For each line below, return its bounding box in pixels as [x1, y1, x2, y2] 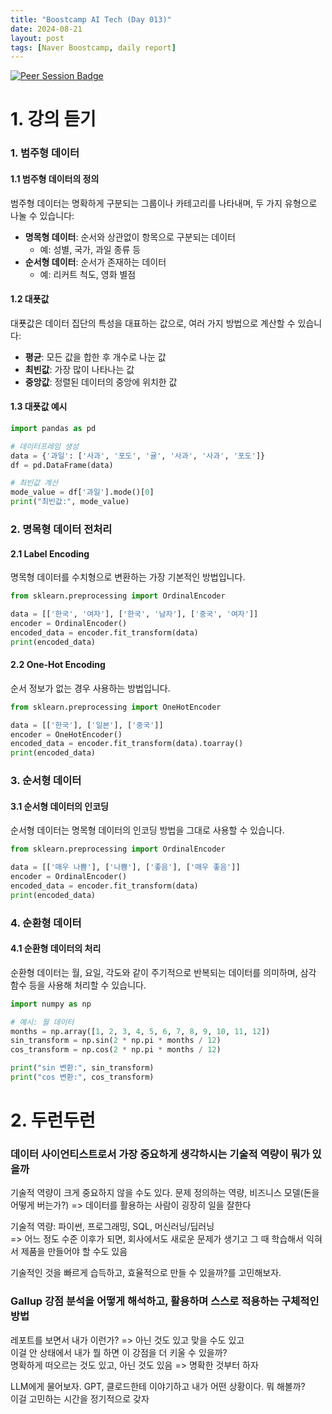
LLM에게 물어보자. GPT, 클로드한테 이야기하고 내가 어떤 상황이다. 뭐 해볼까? [10, 1380, 306, 1392]
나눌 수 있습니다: [10, 209, 75, 221]
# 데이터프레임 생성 [10, 441, 79, 451]
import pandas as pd [10, 423, 97, 433]
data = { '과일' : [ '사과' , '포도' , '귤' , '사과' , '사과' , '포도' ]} [10, 451, 266, 461]
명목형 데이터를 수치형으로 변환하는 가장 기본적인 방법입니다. [10, 571, 246, 583]
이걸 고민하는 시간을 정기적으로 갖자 [10, 1392, 150, 1405]
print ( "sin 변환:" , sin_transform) [10, 1063, 155, 1073]
